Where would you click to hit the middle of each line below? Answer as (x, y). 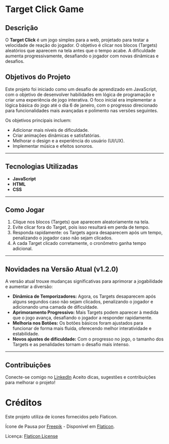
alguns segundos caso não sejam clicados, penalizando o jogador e (83, 302)
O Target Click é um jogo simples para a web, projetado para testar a (77, 40)
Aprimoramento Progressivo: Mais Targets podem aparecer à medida (85, 312)
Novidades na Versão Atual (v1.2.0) (62, 269)
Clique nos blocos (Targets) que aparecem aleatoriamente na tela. (81, 222)
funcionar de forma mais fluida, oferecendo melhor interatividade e (82, 328)
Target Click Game (45, 9)
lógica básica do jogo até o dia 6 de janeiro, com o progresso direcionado (81, 105)
